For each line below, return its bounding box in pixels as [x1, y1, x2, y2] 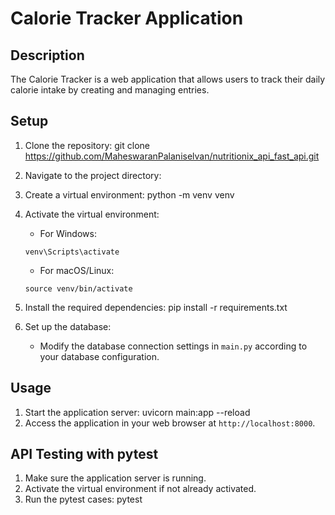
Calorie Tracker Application [10, 7, 244, 30]
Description [10, 47, 85, 64]
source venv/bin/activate [24, 283, 133, 294]
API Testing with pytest [10, 446, 159, 463]
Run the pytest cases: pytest [24, 493, 143, 506]
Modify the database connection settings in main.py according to [39, 340, 308, 352]
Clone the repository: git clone [24, 139, 150, 151]
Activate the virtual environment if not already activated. [24, 483, 257, 495]
